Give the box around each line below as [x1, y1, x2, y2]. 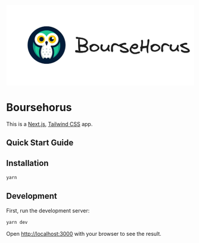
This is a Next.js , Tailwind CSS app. [6, 121, 93, 127]
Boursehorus [6, 101, 73, 115]
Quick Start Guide [6, 138, 74, 148]
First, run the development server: [6, 207, 90, 214]
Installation [6, 158, 49, 168]
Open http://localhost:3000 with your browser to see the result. [6, 230, 162, 237]
